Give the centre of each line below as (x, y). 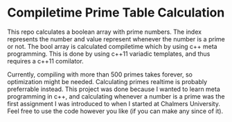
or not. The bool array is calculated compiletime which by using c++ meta (112, 46)
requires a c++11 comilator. (46, 61)
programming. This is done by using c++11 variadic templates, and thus (109, 54)
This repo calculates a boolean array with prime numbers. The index (105, 32)
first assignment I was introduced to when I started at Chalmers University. (114, 103)
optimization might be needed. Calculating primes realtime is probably (107, 81)
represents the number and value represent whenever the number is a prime (116, 39)
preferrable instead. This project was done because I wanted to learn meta (114, 89)
